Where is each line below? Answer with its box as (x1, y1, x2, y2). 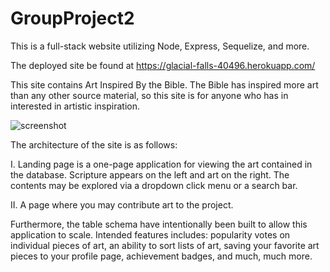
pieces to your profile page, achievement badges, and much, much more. (10, 250, 313, 262)
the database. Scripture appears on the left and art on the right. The (10, 168, 290, 181)
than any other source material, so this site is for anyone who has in (10, 89, 289, 101)
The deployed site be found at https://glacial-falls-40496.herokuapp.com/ (10, 59, 316, 71)
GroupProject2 (10, 7, 135, 30)
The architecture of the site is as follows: (10, 138, 178, 151)
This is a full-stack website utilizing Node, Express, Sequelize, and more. (10, 40, 310, 52)
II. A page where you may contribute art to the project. (10, 198, 234, 211)
